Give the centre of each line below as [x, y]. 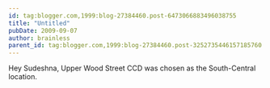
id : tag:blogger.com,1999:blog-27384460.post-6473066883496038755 [122, 16]
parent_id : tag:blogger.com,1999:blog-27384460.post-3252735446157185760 [135, 46]
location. [23, 77]
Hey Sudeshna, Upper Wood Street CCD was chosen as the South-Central [132, 68]
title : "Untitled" [39, 23]
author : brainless [39, 38]
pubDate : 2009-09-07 [43, 30]
